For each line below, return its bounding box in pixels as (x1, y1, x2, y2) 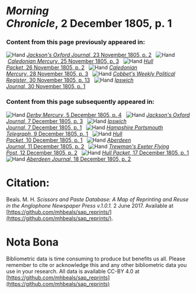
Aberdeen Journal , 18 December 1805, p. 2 (26, 155, 131, 163)
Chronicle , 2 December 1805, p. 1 (6, 17, 172, 30)
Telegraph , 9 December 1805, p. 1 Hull (6, 130, 123, 137)
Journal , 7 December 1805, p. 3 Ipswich (6, 117, 127, 125)
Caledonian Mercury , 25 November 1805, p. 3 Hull (7, 58, 154, 65)
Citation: (6, 176, 50, 189)
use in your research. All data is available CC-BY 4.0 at (6, 267, 140, 275)
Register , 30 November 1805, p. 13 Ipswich (6, 77, 134, 84)
